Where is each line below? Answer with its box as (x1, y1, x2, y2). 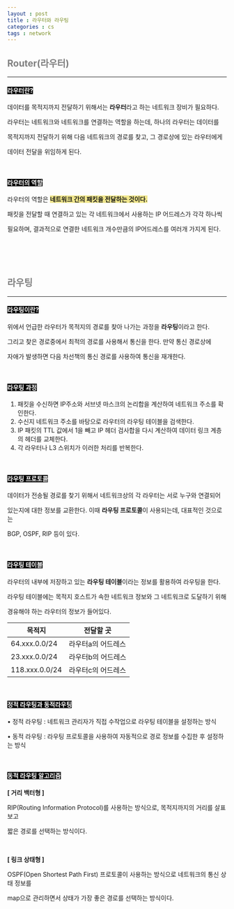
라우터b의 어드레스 (68, 652, 127, 662)
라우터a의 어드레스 (68, 639, 127, 648)
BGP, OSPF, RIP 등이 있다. (7, 530, 80, 538)
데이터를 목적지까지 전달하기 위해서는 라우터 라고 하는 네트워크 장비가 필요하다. (7, 103, 219, 112)
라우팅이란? (7, 305, 40, 314)
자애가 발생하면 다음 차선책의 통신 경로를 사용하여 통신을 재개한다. (7, 352, 186, 361)
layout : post (7, 10, 49, 17)
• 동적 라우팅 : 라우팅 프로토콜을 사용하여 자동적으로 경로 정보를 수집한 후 (7, 732, 205, 741)
